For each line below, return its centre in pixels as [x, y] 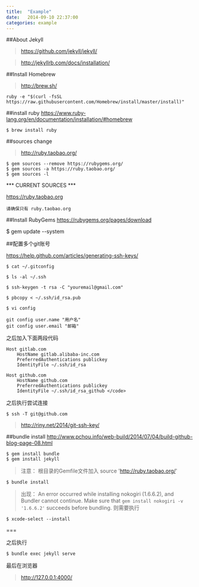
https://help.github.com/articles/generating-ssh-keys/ [72, 256]
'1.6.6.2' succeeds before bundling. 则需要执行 [80, 508]
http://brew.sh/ [39, 86]
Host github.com [26, 375]
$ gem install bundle [33, 454]
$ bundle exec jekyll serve [41, 554]
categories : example [32, 23]
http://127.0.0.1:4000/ [46, 577]
